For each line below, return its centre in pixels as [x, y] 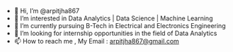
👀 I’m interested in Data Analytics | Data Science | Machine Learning [113, 18]
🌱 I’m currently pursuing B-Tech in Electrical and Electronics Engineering [120, 26]
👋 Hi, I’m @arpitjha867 [47, 11]
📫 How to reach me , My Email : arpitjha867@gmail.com [96, 41]
